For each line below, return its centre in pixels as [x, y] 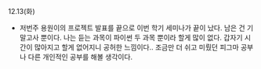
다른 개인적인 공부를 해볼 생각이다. [80, 57]
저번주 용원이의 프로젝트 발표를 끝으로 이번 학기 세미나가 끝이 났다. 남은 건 [132, 28]
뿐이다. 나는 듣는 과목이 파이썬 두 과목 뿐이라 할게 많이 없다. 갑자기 [141, 38]
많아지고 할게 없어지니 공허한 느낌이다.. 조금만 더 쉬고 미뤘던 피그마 [136, 47]
